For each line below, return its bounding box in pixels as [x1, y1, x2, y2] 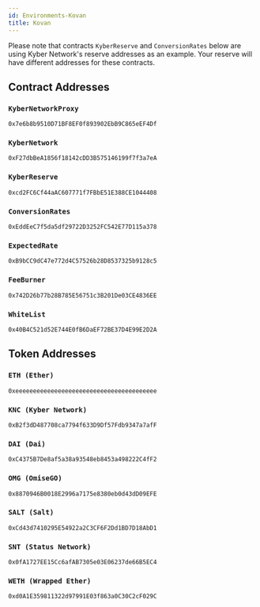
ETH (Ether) [8, 371, 55, 380]
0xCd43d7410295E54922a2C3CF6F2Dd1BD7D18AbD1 [8, 524, 157, 532]
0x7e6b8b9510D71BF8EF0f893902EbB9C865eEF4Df [8, 120, 157, 128]
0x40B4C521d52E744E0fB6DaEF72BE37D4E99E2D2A [8, 325, 157, 333]
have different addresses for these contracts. [8, 57, 156, 67]
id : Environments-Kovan [8, 11, 87, 20]
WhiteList [8, 309, 46, 319]
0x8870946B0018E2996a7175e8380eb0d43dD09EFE [8, 490, 157, 498]
